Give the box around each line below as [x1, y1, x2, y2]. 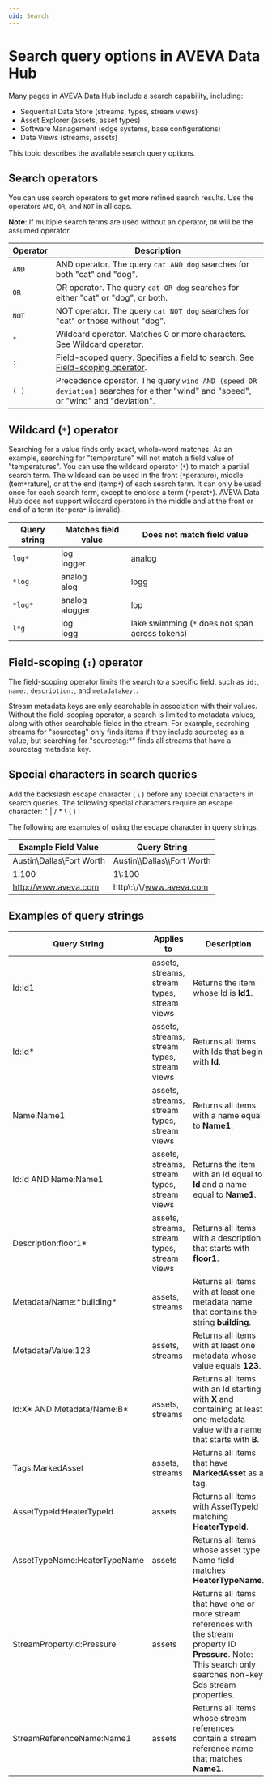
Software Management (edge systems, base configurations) [19, 123, 221, 134]
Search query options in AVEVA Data [8, 46, 261, 65]
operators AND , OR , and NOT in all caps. [8, 202, 132, 211]
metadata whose [193, 1350, 257, 1361]
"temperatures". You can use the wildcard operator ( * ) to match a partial [8, 462, 249, 472]
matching [193, 1510, 229, 1522]
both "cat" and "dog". [55, 269, 138, 280]
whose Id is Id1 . [193, 987, 253, 998]
